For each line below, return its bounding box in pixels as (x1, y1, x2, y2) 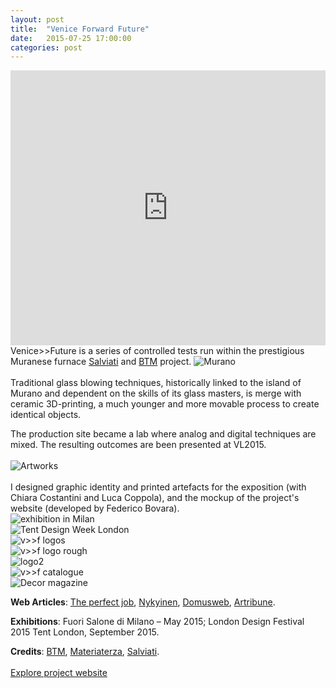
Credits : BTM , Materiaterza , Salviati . (10, 646, 160, 658)
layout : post (10, 14, 65, 25)
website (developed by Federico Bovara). (10, 502, 180, 515)
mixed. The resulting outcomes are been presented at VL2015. (10, 439, 267, 451)
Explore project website (10, 667, 108, 679)
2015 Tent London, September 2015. (10, 626, 160, 638)
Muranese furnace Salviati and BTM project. (10, 356, 192, 368)
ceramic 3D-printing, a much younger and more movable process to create (10, 398, 320, 410)
